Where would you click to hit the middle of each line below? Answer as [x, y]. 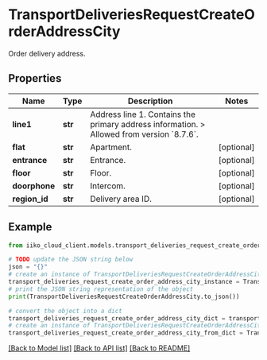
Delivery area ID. [121, 199]
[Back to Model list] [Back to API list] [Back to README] [99, 348]
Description [150, 101]
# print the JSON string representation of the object [101, 289]
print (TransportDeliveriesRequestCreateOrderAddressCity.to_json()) [124, 296]
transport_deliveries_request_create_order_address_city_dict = [117, 318]
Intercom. [108, 186]
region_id [31, 199]
